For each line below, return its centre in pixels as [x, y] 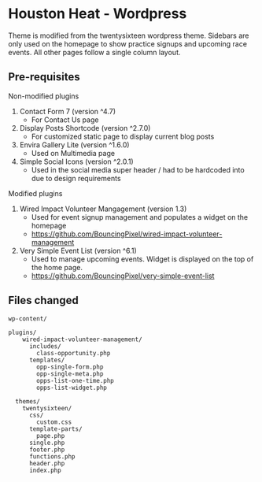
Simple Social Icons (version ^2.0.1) [76, 161]
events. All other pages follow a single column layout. [94, 52]
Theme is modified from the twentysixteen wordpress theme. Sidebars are [129, 35]
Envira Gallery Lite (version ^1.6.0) [74, 145]
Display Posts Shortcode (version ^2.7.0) [85, 128]
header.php [47, 463]
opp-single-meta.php [70, 374]
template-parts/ [55, 429]
